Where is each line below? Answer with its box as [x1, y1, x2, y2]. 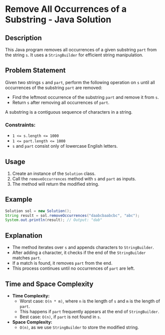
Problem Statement [5, 66, 66, 75]
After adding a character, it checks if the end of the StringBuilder [12, 250, 146, 255]
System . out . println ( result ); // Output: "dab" [5, 217, 102, 223]
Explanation [5, 231, 43, 240]
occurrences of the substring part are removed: [5, 84, 102, 90]
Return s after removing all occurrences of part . [12, 99, 110, 105]
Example [5, 195, 33, 204]
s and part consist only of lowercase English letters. [12, 143, 118, 149]
